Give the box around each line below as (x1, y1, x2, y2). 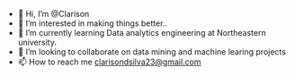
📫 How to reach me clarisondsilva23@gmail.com (17, 56, 201, 67)
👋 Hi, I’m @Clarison (17, 9, 90, 19)
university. (17, 37, 57, 47)
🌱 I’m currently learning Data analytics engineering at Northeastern (17, 28, 267, 38)
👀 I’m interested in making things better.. (17, 18, 168, 29)
